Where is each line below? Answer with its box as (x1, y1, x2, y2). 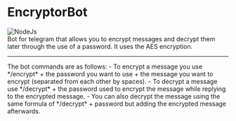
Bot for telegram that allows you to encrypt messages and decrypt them (7, 34, 216, 43)
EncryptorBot (7, 4, 88, 20)
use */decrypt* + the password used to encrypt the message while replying (7, 85, 226, 93)
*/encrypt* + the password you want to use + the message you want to (7, 69, 214, 78)
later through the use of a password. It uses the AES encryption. (7, 42, 193, 50)
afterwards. (7, 106, 41, 115)
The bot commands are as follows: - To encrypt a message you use (7, 62, 203, 71)
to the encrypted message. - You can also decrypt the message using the (7, 92, 221, 100)
